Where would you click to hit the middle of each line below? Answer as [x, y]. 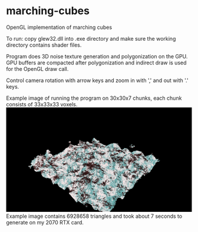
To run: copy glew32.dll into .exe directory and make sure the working [91, 38]
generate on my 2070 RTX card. [45, 223]
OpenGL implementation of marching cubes [59, 27]
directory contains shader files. [44, 45]
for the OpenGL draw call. [37, 68]
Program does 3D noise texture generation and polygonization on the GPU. [97, 56]
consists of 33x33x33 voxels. [42, 104]
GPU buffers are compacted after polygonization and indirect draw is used [96, 63]
